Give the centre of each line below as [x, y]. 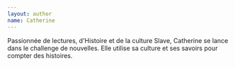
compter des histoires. [40, 55]
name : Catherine [31, 20]
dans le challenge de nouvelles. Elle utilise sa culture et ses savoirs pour [113, 48]
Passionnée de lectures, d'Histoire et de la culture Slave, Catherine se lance [118, 40]
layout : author [30, 14]
